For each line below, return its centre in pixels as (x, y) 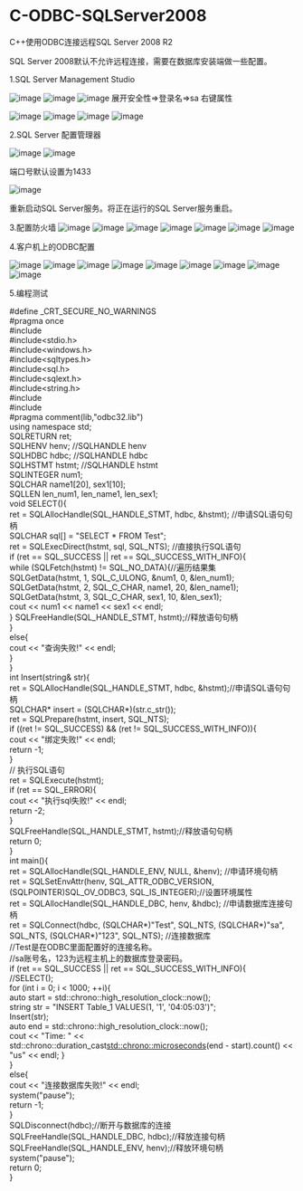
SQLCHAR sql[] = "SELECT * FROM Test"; (88, 536)
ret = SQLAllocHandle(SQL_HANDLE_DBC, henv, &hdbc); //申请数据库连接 (147, 903)
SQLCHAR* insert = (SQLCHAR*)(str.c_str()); (93, 709)
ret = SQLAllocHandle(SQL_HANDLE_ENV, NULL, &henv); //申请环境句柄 (144, 871)
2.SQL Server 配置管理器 (55, 134)
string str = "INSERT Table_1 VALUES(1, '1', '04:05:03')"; (113, 1006)
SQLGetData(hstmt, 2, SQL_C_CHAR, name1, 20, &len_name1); (124, 587)
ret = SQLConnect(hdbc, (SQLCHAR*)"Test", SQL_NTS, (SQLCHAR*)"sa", (147, 925)
